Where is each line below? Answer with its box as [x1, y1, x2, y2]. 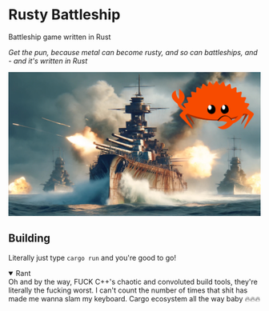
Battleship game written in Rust [8, 32, 111, 42]
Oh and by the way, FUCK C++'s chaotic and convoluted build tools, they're [8, 277, 258, 286]
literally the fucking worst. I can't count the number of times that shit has [8, 285, 248, 295]
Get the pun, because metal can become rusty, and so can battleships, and [8, 47, 258, 57]
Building [8, 232, 50, 245]
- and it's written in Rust [8, 56, 88, 66]
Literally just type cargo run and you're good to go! [8, 253, 176, 262]
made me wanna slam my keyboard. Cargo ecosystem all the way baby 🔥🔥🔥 [8, 293, 261, 303]
